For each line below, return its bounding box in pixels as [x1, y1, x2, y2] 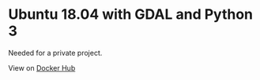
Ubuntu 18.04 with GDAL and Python [8, 5, 254, 24]
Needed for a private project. [8, 48, 103, 57]
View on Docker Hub [8, 63, 76, 72]
